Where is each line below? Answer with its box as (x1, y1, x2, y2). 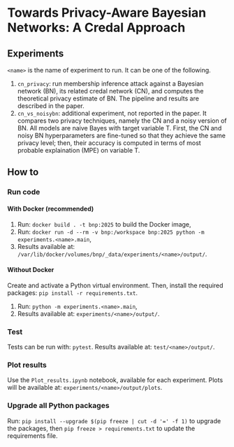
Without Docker (7, 266, 54, 274)
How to (7, 166, 39, 179)
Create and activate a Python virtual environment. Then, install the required (7, 281, 224, 289)
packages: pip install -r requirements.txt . (7, 288, 138, 297)
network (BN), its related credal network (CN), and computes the (17, 87, 204, 95)
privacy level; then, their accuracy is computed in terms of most (17, 139, 201, 147)
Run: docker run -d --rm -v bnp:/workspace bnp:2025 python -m (17, 227, 205, 236)
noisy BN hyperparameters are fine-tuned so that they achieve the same (17, 131, 226, 139)
